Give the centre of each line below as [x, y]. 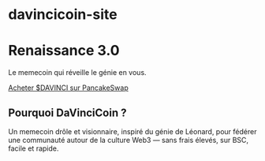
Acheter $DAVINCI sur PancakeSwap [68, 88]
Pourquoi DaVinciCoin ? [67, 112]
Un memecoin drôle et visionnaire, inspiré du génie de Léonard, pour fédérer [132, 131]
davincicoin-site [63, 15]
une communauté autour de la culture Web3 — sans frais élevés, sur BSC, [129, 140]
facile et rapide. [34, 148]
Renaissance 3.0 [64, 51]
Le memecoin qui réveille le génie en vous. [78, 73]
